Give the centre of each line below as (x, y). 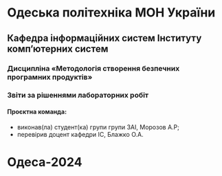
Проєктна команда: (37, 112)
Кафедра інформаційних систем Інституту (104, 38)
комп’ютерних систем (58, 48)
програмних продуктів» (50, 77)
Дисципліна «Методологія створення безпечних (93, 68)
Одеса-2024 (45, 162)
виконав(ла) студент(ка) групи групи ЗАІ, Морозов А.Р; (98, 127)
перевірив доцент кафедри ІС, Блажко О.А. (80, 134)
